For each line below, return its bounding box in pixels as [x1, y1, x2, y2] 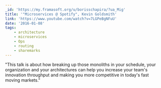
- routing [14, 44, 34, 48]
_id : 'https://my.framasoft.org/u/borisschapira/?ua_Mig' [5, 7, 126, 12]
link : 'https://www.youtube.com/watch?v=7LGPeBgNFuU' [5, 16, 117, 21]
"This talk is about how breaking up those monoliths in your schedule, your [5, 62, 156, 67]
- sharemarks [14, 48, 41, 53]
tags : [5, 25, 16, 30]
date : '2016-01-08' [5, 21, 45, 26]
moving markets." [5, 77, 41, 83]
